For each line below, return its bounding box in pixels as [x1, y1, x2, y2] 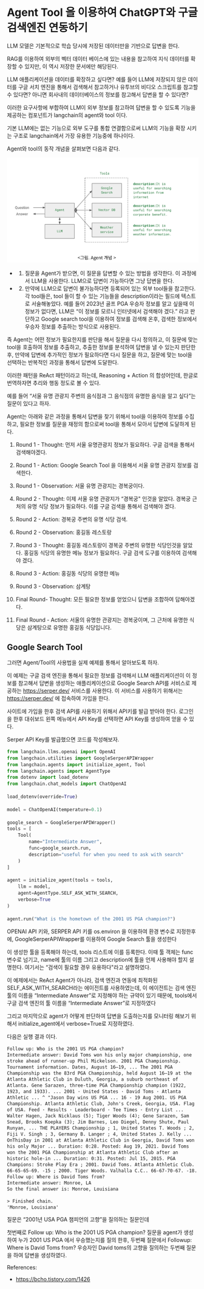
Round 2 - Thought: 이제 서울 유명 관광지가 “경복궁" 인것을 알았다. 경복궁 [15, 495, 191, 503]
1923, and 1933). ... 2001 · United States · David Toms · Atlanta [7, 1088, 182, 1095]
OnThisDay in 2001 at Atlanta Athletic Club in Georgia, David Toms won [7, 1137, 195, 1143]
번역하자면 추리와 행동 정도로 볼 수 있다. [7, 379, 101, 387]
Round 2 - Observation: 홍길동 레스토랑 [15, 528, 112, 536]
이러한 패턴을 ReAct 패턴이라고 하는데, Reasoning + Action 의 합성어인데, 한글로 [7, 372, 199, 379]
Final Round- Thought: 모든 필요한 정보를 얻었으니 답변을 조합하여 [15, 595, 174, 603]
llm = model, [18, 884, 51, 890]
